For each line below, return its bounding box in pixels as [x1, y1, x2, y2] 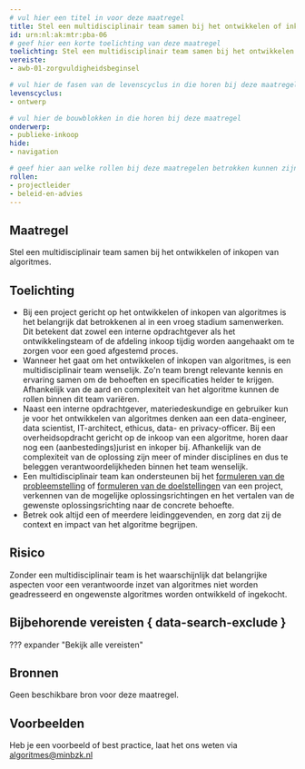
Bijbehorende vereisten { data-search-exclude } [9, 615, 287, 631]
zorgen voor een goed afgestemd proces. [22, 346, 179, 356]
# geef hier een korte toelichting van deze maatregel [9, 38, 221, 48]
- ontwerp [9, 97, 47, 106]
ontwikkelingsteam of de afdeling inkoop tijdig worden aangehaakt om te [22, 336, 295, 346]
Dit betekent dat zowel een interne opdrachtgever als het [22, 326, 236, 337]
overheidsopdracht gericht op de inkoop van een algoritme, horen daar [22, 432, 289, 443]
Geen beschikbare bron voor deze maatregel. [9, 689, 180, 700]
